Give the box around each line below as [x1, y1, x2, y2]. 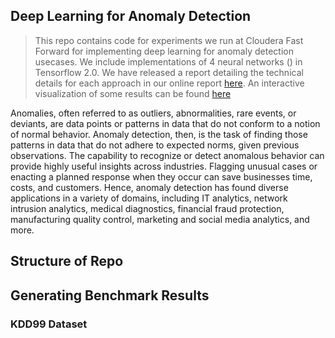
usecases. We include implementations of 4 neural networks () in [34, 55, 303, 68]
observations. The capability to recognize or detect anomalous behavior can [10, 149, 325, 161]
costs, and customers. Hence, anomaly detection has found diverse [10, 181, 289, 193]
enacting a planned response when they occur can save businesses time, [10, 170, 313, 183]
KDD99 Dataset [10, 317, 88, 331]
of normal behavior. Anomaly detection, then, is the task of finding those [10, 128, 308, 140]
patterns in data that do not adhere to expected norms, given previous [10, 139, 300, 151]
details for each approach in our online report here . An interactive [34, 77, 305, 89]
